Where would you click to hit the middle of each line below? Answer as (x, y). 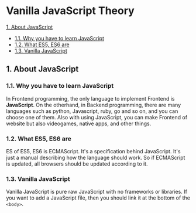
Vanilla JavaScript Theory (70, 11)
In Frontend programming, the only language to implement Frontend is (90, 98)
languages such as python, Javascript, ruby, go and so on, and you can (92, 111)
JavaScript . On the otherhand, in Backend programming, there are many (94, 105)
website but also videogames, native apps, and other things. (79, 123)
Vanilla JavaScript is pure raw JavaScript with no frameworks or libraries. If (97, 192)
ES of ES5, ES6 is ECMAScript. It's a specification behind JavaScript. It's (93, 151)
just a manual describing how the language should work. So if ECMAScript (96, 157)
